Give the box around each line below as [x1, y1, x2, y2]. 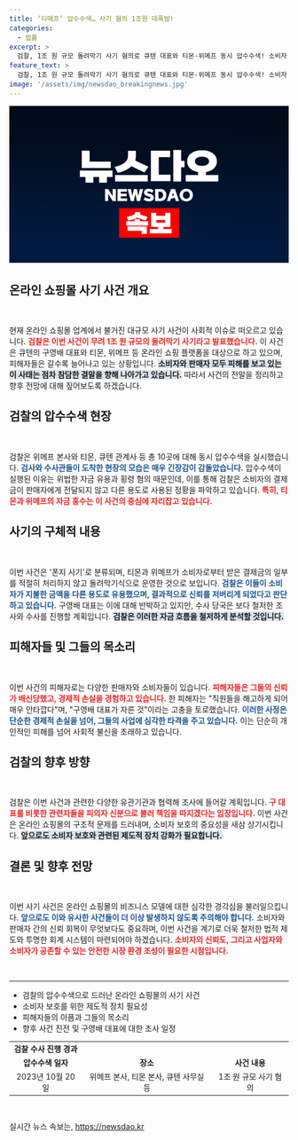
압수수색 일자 [23, 1057, 69, 1068]
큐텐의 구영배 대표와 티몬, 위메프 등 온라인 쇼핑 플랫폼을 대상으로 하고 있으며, [18, 347, 284, 358]
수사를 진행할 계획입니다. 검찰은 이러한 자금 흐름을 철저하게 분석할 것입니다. [25, 610, 285, 621]
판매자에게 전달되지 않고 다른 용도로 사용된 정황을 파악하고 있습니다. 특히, [25, 484, 279, 495]
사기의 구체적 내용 [9, 524, 101, 539]
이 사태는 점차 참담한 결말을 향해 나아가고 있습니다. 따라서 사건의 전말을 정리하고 [9, 369, 284, 381]
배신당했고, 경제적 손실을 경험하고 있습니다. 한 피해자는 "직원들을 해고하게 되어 [18, 693, 288, 704]
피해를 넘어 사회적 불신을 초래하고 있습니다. [32, 726, 183, 736]
